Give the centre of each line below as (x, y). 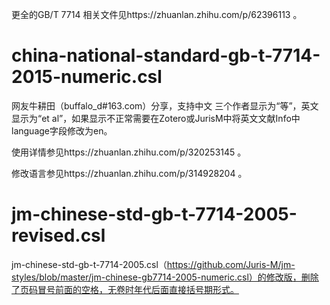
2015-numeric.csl (87, 77)
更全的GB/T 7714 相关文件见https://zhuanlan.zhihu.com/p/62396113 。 (157, 14)
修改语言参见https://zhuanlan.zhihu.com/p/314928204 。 (129, 173)
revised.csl (58, 235)
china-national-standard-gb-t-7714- (166, 55)
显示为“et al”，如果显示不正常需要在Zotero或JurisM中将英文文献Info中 (156, 118)
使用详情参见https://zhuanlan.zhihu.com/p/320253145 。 (129, 152)
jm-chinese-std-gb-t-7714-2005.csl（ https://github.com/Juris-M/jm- (153, 264)
